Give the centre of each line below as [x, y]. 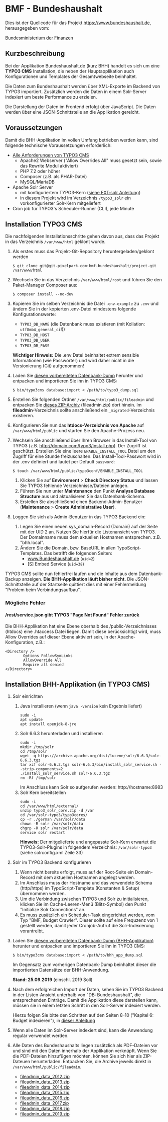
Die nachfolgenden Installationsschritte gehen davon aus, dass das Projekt [82, 236]
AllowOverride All [42, 660]
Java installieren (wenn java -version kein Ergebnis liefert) [81, 706]
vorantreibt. [32, 931]
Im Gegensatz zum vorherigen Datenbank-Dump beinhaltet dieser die [84, 965]
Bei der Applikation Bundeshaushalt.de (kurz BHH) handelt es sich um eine [82, 65]
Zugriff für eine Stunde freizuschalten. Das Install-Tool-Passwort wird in [87, 456]
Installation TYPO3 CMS [44, 224]
